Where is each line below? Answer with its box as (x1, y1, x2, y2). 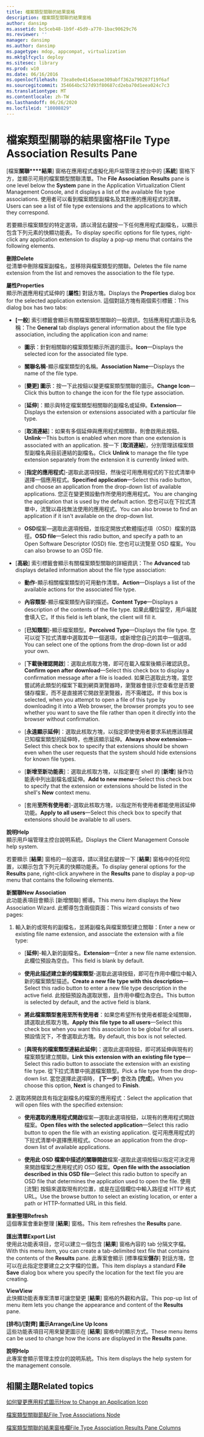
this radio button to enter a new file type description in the (41, 984, 187, 992)
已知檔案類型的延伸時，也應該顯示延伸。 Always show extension (24, 736, 187, 743)
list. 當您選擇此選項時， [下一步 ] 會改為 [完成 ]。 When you (39, 1075, 184, 1082)
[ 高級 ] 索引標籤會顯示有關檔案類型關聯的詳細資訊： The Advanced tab (15, 559, 191, 567)
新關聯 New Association (6, 889, 66, 897)
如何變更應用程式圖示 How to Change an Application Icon (6, 1398, 148, 1406)
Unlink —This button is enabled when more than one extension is (24, 435, 186, 442)
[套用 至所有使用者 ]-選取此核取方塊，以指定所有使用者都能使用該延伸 (24, 802, 196, 809)
